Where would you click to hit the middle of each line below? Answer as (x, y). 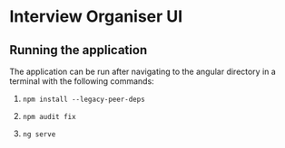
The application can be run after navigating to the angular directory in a (143, 71)
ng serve (39, 134)
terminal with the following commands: (82, 81)
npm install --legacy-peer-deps (84, 99)
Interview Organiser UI (96, 17)
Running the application (79, 50)
